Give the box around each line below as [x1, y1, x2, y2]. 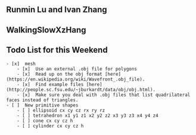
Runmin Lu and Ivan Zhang [6, 5, 107, 15]
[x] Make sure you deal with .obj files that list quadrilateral [21, 92, 191, 98]
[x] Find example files [21, 81, 84, 88]
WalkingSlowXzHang [6, 25, 86, 35]
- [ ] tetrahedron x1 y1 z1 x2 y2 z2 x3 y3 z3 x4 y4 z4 [17, 112, 159, 118]
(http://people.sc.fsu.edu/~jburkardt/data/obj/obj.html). [6, 86, 156, 92]
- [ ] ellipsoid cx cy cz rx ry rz [17, 107, 105, 113]
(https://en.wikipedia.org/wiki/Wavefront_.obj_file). [6, 76, 145, 82]
